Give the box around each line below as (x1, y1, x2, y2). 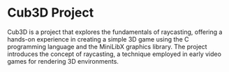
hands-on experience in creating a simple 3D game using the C (7, 35, 189, 43)
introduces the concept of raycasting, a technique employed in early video (7, 50, 222, 58)
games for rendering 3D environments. (7, 57, 119, 65)
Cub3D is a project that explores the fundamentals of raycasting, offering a (7, 28, 223, 36)
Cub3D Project (7, 5, 94, 21)
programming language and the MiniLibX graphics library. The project (7, 42, 207, 51)
